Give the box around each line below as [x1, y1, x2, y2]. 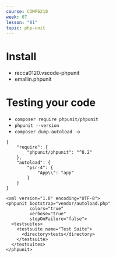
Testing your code [6, 96, 96, 109]
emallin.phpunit [14, 75, 52, 82]
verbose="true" [29, 211, 66, 217]
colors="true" [29, 206, 64, 212]
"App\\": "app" [37, 170, 75, 176]
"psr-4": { [27, 165, 54, 171]
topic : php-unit [6, 25, 45, 31]
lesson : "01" [6, 19, 38, 25]
